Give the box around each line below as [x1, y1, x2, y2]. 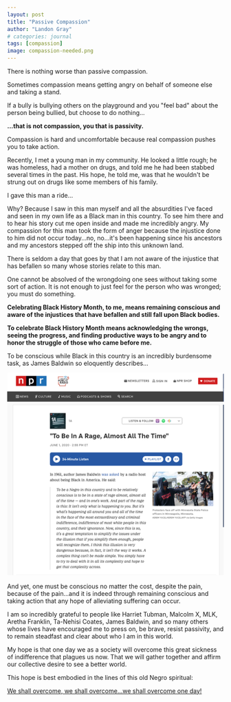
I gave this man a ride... [7, 192, 74, 199]
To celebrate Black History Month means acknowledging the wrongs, [7, 324, 208, 332]
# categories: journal [7, 33, 72, 40]
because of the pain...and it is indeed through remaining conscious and [7, 589, 209, 597]
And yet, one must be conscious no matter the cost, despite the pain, [7, 582, 203, 590]
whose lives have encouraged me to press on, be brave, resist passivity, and [7, 624, 224, 633]
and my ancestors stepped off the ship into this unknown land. [7, 241, 184, 249]
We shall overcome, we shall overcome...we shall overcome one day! [7, 686, 202, 695]
